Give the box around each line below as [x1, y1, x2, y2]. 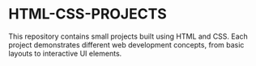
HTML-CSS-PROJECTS [8, 5, 168, 23]
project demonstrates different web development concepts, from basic [8, 39, 245, 49]
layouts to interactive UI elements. [8, 48, 122, 58]
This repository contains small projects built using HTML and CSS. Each [8, 31, 249, 41]
